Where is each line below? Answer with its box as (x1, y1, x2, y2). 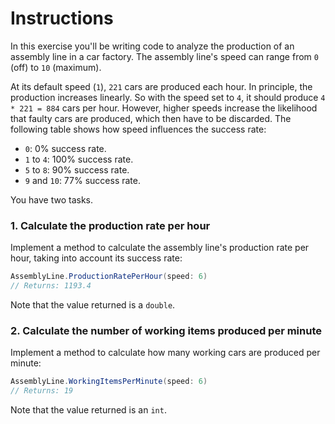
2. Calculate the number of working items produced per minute (10, 323, 323, 337)
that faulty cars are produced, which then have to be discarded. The (10, 112, 292, 124)
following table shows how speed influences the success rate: (10, 123, 267, 135)
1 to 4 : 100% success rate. (24, 153, 134, 165)
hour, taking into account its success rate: (10, 252, 183, 264)
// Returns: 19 (10, 386, 74, 396)
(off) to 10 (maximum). (10, 61, 102, 73)
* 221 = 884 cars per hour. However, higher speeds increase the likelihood (10, 102, 318, 114)
